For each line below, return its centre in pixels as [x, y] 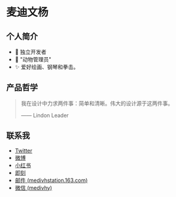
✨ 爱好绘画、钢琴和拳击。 [47, 67]
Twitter [24, 150]
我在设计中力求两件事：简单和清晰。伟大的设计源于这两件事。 [97, 103]
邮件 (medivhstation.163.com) [51, 180]
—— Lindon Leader [45, 115]
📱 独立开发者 [31, 52]
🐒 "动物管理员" [33, 59]
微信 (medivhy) [34, 187]
